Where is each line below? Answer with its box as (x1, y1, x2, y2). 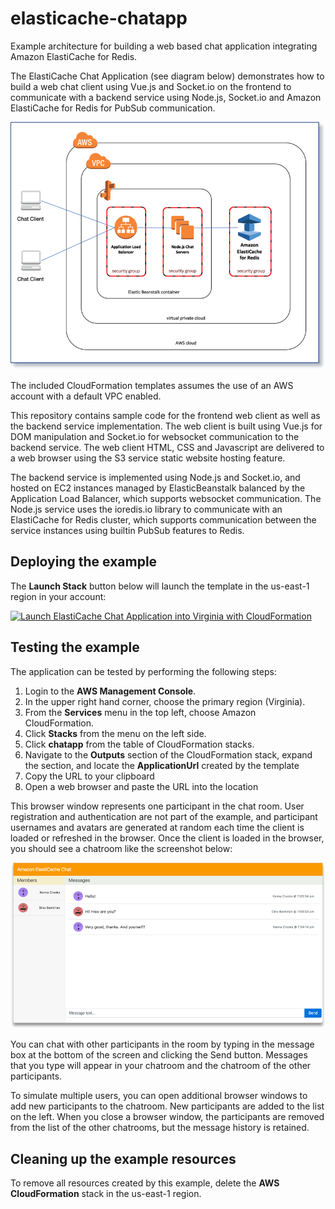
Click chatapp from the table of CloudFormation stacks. (24, 738, 255, 750)
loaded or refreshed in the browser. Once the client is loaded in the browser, (10, 832, 325, 844)
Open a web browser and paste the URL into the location (24, 780, 259, 792)
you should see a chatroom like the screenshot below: (10, 842, 233, 854)
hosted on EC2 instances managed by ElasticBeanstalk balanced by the (10, 482, 306, 494)
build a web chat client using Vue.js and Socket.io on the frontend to (10, 80, 292, 92)
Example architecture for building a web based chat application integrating (10, 40, 318, 52)
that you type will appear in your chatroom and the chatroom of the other (10, 1060, 312, 1072)
